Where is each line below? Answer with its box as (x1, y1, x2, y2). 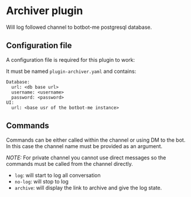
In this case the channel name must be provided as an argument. (6, 142, 163, 149)
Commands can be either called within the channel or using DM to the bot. (6, 136, 186, 143)
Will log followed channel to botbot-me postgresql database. (6, 24, 152, 31)
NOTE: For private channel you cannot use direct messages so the (6, 154, 166, 161)
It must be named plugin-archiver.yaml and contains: (6, 68, 137, 75)
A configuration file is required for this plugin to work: (6, 56, 135, 63)
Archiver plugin (6, 4, 83, 18)
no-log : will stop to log (14, 178, 69, 185)
